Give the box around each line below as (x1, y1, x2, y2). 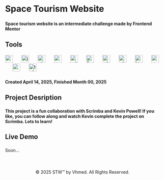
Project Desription (5, 93, 62, 102)
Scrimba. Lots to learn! (5, 118, 53, 124)
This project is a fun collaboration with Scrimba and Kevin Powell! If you (5, 108, 155, 114)
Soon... (5, 147, 20, 153)
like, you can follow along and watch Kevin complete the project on (5, 113, 144, 119)
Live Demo (5, 133, 38, 141)
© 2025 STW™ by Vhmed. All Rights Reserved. (35, 169, 130, 175)
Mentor (5, 26, 21, 32)
